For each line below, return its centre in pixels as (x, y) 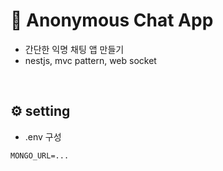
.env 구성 (43, 136)
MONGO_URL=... (40, 155)
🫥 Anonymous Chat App (112, 20)
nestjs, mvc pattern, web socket (90, 60)
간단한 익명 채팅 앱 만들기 (74, 49)
